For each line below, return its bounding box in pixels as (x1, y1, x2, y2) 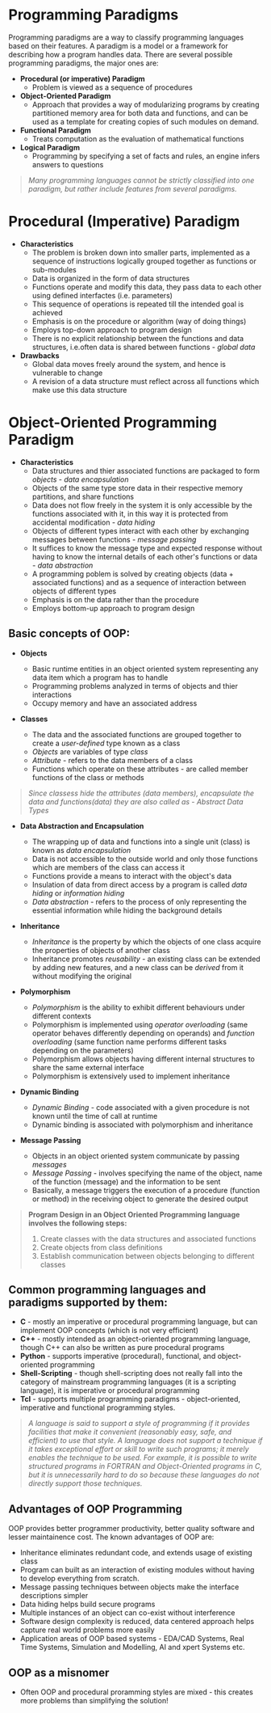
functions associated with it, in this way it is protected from (31, 508, 228, 518)
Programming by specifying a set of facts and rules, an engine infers (31, 151, 261, 161)
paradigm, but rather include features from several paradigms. (27, 184, 237, 193)
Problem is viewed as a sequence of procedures (31, 82, 194, 92)
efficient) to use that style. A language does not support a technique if (27, 1436, 263, 1445)
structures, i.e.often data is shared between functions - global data (31, 342, 256, 352)
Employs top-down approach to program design (31, 325, 192, 335)
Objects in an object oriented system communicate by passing (31, 1150, 240, 1161)
